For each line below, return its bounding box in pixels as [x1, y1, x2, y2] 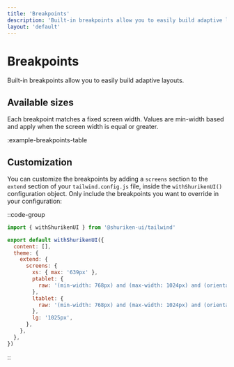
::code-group [7, 210, 45, 218]
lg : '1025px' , [32, 315, 73, 322]
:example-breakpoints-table [7, 136, 88, 144]
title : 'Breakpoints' [7, 10, 70, 17]
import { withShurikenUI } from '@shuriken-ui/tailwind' [7, 224, 176, 231]
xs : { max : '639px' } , [32, 269, 98, 276]
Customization [7, 156, 73, 168]
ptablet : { [32, 276, 64, 283]
